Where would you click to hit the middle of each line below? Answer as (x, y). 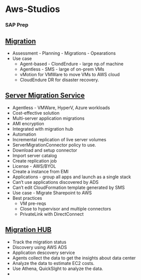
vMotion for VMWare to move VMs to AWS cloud (70, 74)
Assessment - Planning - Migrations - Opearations (64, 53)
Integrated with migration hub (43, 129)
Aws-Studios (33, 9)
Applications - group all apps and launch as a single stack (71, 177)
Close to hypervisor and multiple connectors (65, 208)
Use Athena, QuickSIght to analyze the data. (58, 268)
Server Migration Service (45, 95)
